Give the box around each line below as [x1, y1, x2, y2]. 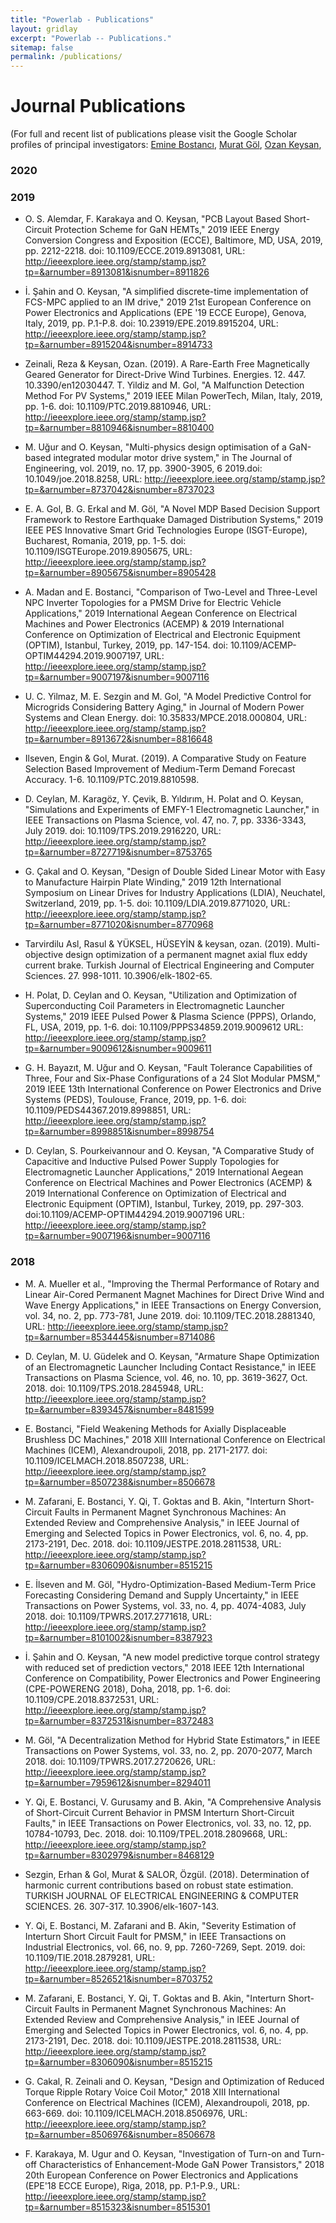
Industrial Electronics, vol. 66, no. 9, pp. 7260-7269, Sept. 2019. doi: [24, 1941, 306, 1953]
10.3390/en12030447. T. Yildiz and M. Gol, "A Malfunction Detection [24, 379, 305, 391]
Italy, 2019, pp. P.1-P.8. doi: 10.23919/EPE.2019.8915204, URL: [24, 317, 279, 330]
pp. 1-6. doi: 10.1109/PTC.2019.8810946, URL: [24, 401, 212, 413]
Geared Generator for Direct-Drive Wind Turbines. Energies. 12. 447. [24, 369, 307, 381]
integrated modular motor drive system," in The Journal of [53, 452, 293, 464]
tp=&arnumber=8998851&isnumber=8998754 [24, 1126, 215, 1138]
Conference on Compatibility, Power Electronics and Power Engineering [24, 1672, 321, 1684]
